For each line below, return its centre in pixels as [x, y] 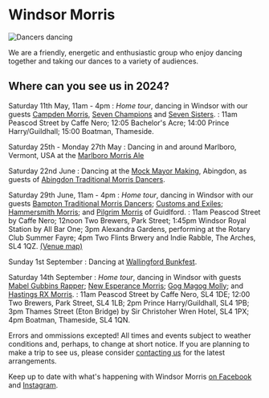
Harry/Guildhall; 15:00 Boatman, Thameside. [81, 131]
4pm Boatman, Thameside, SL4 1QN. [69, 319]
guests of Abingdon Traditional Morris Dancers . [87, 179]
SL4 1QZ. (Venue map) [45, 246]
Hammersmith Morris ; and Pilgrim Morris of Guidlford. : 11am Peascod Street [134, 212]
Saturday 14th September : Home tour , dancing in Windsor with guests [125, 277]
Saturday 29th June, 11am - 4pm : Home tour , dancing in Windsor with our [131, 195]
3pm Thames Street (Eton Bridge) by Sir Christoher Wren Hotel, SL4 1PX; [129, 311]
